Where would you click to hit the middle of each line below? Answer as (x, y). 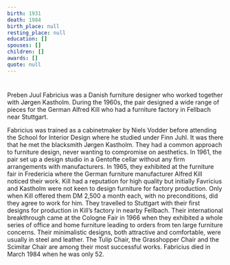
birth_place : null (33, 26)
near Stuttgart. (28, 117)
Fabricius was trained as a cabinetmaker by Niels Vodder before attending (112, 130)
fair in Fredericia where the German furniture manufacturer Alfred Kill (105, 174)
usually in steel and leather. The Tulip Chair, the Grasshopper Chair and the (113, 239)
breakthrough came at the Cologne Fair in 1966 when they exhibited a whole (115, 218)
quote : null (24, 65)
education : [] (27, 39)
